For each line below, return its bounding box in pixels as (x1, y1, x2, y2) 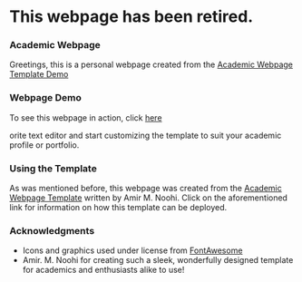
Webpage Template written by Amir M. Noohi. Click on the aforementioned (9, 192, 288, 203)
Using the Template (9, 161, 97, 174)
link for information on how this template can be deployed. (9, 202, 228, 213)
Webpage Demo (9, 92, 82, 104)
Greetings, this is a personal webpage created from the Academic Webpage (9, 59, 293, 70)
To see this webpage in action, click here (9, 112, 162, 123)
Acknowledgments (9, 225, 95, 237)
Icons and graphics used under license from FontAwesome (22, 245, 243, 256)
